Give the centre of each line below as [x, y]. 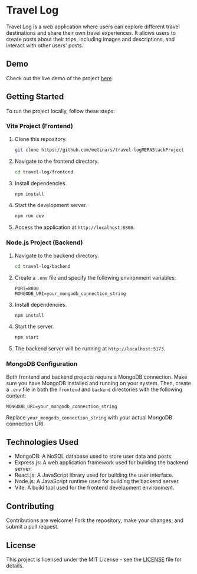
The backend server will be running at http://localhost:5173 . [90, 349]
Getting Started [35, 97]
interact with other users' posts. [45, 45]
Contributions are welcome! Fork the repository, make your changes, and [95, 520]
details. [15, 566]
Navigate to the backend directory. [57, 255]
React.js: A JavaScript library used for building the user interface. [94, 475]
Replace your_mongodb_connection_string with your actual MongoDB [89, 417]
